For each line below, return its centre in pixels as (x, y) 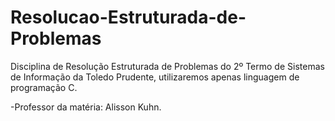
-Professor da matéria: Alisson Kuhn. (86, 107)
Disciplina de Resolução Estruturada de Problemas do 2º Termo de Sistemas (167, 66)
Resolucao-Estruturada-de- (128, 17)
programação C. (44, 87)
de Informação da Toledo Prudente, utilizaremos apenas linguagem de (155, 77)
